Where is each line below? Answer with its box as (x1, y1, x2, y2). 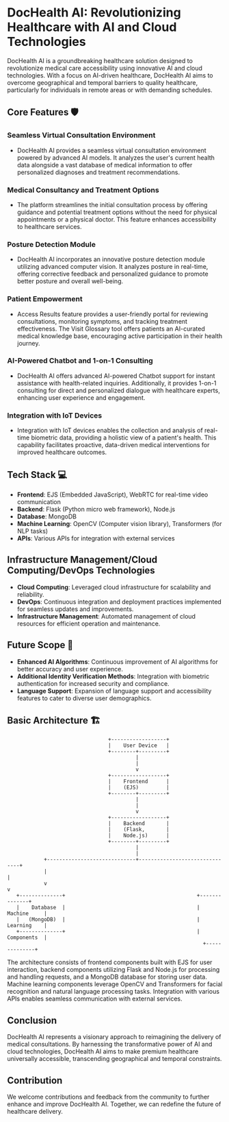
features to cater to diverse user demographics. (16, 694, 152, 702)
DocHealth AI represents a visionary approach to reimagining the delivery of (7, 1033, 221, 1041)
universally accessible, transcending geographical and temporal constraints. (7, 1055, 222, 1063)
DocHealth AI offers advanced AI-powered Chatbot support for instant (16, 372, 215, 380)
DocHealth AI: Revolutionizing (7, 5, 181, 21)
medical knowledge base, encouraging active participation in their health (16, 331, 223, 340)
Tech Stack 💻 (7, 468, 68, 481)
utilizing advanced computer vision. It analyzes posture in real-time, (16, 263, 208, 271)
